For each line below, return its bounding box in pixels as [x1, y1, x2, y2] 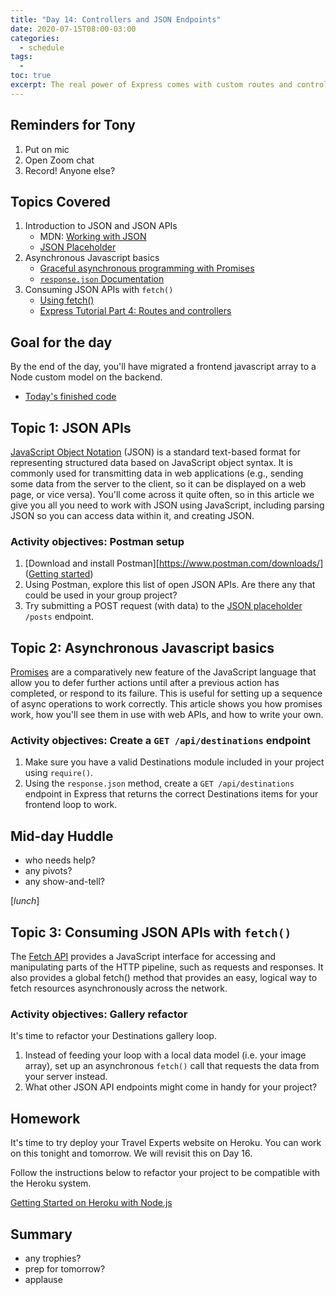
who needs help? [24, 854, 96, 866]
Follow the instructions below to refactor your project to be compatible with [10, 1167, 320, 1179]
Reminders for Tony [10, 117, 136, 134]
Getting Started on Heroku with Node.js [10, 1197, 173, 1209]
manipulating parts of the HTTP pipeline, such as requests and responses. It [10, 961, 324, 973]
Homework [10, 1110, 81, 1127]
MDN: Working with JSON [39, 231, 147, 243]
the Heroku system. [10, 1177, 92, 1190]
